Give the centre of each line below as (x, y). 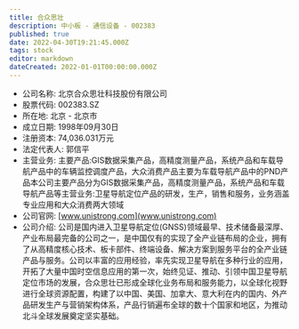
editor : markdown (41, 59)
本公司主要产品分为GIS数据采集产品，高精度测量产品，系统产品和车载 (157, 182)
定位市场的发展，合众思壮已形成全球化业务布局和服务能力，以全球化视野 (154, 282)
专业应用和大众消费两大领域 (73, 205)
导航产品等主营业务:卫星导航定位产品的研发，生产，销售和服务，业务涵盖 (156, 193)
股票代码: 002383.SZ (61, 104)
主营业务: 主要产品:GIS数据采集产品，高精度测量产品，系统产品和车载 (149, 160)
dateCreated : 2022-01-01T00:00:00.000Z (83, 68)
